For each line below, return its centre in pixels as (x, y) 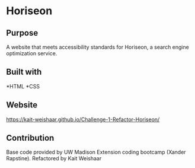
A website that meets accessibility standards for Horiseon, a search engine (98, 47)
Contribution (30, 138)
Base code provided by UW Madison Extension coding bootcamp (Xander (96, 152)
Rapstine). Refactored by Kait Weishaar (54, 159)
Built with (24, 72)
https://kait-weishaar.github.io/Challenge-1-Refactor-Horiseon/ (83, 119)
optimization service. (32, 53)
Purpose (22, 33)
